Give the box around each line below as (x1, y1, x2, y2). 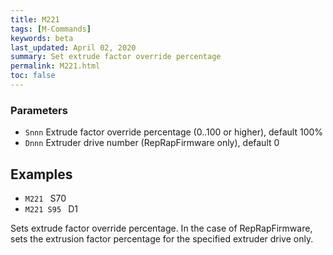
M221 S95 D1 (24, 202, 78, 215)
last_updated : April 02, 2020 (10, 42, 137, 53)
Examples (10, 166, 73, 183)
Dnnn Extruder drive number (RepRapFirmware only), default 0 (24, 137, 280, 149)
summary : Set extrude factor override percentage (10, 52, 222, 62)
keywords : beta (10, 33, 74, 43)
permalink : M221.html (10, 61, 101, 71)
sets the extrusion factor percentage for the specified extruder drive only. (10, 232, 314, 245)
